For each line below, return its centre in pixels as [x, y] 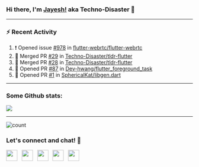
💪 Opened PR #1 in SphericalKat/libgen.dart [68, 75]
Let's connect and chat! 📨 [44, 140]
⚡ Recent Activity [32, 32]
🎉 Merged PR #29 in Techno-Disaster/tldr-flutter [73, 56]
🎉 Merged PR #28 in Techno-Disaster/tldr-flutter [73, 62]
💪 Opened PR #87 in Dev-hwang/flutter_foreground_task [84, 68]
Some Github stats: [34, 96]
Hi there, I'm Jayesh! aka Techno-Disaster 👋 [70, 9]
